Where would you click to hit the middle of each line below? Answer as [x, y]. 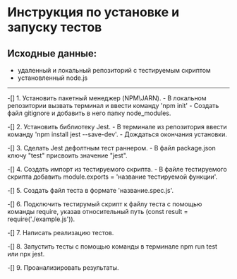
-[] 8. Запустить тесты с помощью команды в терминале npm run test [112, 247]
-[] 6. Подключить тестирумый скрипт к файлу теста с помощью [105, 204]
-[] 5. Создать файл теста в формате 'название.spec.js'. [91, 190]
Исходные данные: [52, 53]
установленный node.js [53, 78]
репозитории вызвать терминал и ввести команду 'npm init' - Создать [113, 106]
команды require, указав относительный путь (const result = [98, 212]
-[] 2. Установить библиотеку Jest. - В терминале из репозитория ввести [117, 127]
